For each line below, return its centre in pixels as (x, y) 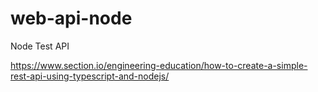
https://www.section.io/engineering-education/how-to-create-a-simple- (159, 65)
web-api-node (71, 18)
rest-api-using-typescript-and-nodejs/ (90, 76)
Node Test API (40, 46)
